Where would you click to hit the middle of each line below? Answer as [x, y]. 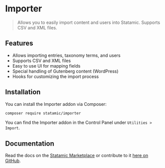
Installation [23, 92]
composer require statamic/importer [43, 113]
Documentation [30, 143]
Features [19, 43]
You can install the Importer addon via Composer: [56, 104]
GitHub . [13, 161]
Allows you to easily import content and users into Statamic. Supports [89, 22]
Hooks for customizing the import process [55, 76]
